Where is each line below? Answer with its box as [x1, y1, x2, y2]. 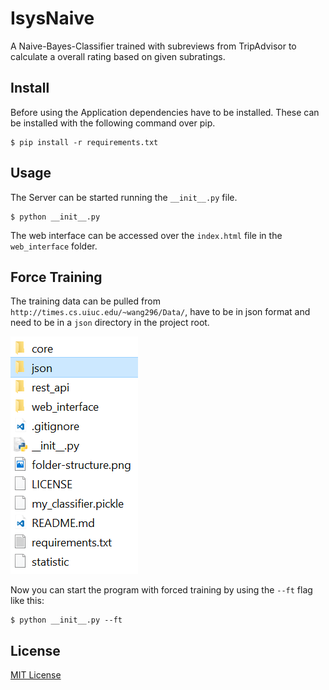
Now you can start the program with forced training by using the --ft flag [10, 584, 313, 596]
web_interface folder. [10, 240, 98, 252]
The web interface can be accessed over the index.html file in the [10, 229, 283, 241]
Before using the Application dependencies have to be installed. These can [10, 106, 320, 118]
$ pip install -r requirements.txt [10, 137, 159, 147]
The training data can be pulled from [10, 295, 161, 307]
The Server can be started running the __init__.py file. [10, 191, 238, 203]
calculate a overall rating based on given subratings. [10, 50, 226, 62]
